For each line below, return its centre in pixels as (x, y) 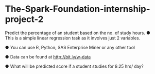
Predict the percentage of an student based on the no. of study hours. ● (78, 33)
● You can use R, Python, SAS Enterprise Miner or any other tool (70, 47)
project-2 (24, 19)
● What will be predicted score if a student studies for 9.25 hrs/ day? (74, 66)
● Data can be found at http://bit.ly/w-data (48, 56)
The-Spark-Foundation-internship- (78, 9)
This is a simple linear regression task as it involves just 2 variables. (73, 38)
